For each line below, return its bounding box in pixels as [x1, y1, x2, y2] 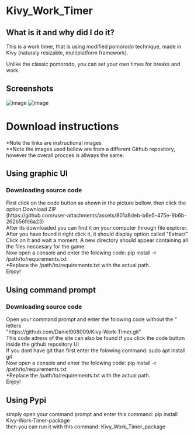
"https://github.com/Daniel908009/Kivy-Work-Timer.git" [6, 328, 141, 335]
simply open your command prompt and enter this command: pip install [6, 410, 178, 417]
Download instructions [6, 120, 119, 133]
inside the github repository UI [6, 341, 79, 348]
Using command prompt [6, 285, 96, 295]
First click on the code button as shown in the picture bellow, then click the [6, 199, 186, 206]
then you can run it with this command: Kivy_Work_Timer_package [6, 423, 166, 430]
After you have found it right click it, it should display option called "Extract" [6, 230, 189, 238]
